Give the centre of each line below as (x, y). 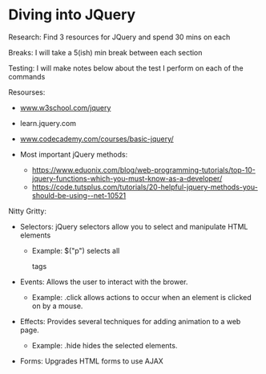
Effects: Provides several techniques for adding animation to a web (130, 321)
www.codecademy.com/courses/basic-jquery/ (97, 139)
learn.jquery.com (48, 123)
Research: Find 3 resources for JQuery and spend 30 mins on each (119, 37)
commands (27, 76)
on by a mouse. (57, 306)
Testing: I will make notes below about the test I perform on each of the (126, 68)
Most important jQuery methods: (74, 154)
